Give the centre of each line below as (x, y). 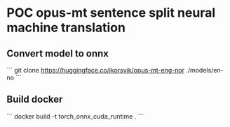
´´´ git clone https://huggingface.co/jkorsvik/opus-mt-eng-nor (96, 70)
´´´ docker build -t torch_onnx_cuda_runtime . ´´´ (75, 116)
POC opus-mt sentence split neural (111, 13)
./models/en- (205, 70)
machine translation (66, 28)
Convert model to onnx (58, 53)
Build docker (35, 99)
